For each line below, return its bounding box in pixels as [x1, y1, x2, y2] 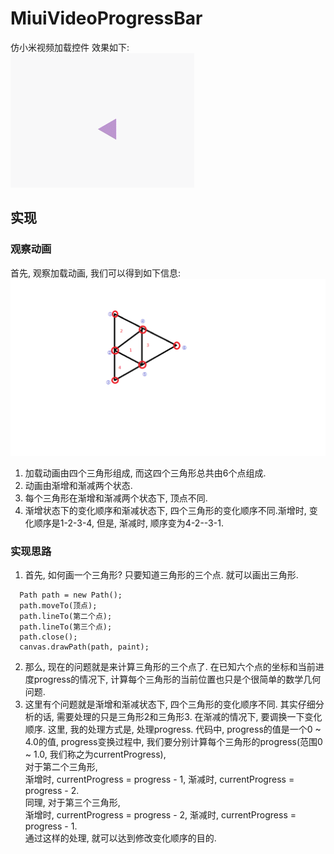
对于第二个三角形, [24, 761, 98, 773]
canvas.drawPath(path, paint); [19, 642, 150, 652]
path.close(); [19, 632, 78, 642]
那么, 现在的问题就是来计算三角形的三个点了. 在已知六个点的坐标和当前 [24, 661, 316, 673]
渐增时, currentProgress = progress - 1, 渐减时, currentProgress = [24, 773, 295, 786]
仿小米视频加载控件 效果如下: [10, 41, 130, 53]
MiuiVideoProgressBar [10, 7, 203, 30]
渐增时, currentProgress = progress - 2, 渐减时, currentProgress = [24, 809, 297, 821]
